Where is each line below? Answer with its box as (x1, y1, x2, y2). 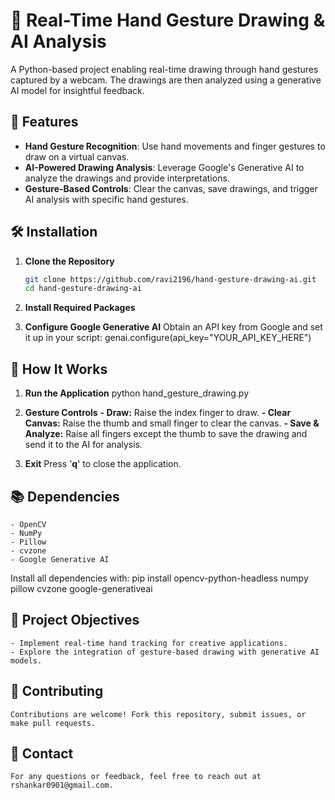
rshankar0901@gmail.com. (10, 780, 114, 791)
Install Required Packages (24, 302, 136, 314)
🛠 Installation (10, 224, 98, 241)
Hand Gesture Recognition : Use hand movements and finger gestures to (24, 140, 326, 152)
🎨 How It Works (10, 360, 108, 378)
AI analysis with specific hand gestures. (24, 193, 189, 205)
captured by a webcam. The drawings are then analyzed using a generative (10, 74, 322, 86)
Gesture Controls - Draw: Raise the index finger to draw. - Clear (24, 407, 292, 419)
